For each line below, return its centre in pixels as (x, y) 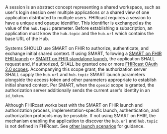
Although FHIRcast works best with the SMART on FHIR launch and (74, 105)
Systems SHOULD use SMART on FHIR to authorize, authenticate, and (77, 48)
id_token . (15, 95)
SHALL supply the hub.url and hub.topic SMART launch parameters (75, 74)
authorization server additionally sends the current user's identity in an (78, 90)
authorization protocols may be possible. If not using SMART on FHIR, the (81, 115)
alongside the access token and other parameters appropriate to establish (81, 80)
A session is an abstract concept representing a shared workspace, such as (83, 7)
